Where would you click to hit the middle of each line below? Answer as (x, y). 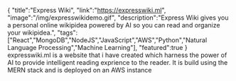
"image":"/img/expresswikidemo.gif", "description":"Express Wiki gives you (118, 18)
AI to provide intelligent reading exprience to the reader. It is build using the (118, 62)
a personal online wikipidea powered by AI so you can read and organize (114, 25)
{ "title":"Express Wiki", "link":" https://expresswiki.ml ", (87, 10)
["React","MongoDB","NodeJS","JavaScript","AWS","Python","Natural (107, 40)
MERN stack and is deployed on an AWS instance (80, 70)
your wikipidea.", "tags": (43, 32)
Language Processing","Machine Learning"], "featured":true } (97, 48)
